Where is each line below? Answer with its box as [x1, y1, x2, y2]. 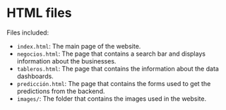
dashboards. [16, 72, 54, 80]
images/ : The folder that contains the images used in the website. [16, 94, 207, 103]
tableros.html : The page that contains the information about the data [16, 64, 220, 73]
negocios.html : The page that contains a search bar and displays [16, 49, 206, 58]
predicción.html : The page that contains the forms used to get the [16, 79, 211, 87]
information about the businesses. [16, 56, 117, 65]
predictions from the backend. [16, 87, 105, 95]
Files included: [6, 28, 49, 37]
